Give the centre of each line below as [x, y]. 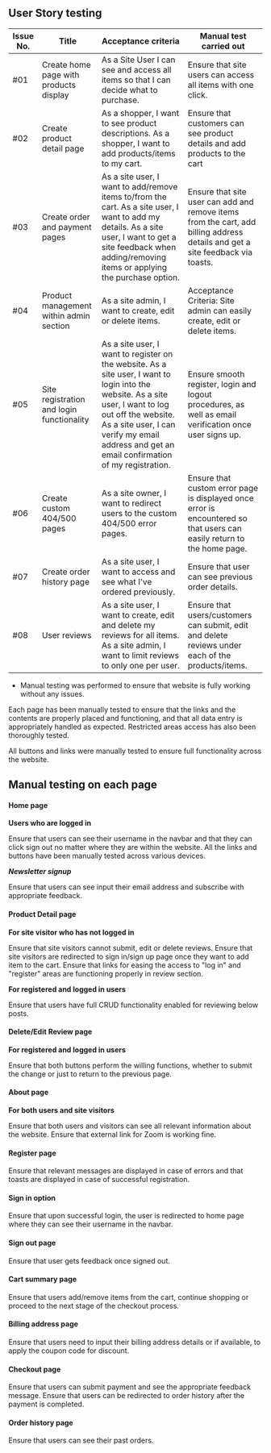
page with [60, 74]
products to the [217, 153]
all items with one [221, 85]
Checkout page [35, 1369]
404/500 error [129, 523]
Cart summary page [43, 1279]
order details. [213, 586]
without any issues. [52, 693]
